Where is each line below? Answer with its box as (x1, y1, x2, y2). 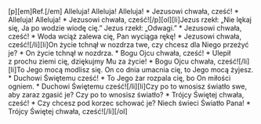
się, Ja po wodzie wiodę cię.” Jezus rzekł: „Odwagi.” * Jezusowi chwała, (8, 24, 242, 32)
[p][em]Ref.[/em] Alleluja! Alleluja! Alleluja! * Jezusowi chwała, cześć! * (8, 7, 239, 16)
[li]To (8, 65, 25, 74)
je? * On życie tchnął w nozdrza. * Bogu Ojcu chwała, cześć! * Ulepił (8, 49, 231, 57)
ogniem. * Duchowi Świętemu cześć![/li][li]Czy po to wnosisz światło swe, (8, 82, 248, 91)
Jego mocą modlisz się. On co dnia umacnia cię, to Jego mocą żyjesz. (26, 65, 254, 74)
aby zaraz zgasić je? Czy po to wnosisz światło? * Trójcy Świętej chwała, (8, 90, 245, 99)
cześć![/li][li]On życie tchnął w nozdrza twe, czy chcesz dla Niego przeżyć (8, 40, 249, 49)
